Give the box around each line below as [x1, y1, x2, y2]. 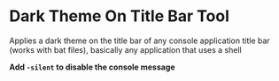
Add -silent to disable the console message [9, 62, 175, 72]
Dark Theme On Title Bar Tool [9, 6, 230, 26]
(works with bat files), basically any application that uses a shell [9, 44, 242, 55]
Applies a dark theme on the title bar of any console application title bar [9, 35, 270, 46]
